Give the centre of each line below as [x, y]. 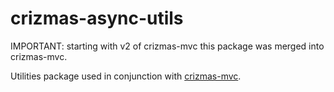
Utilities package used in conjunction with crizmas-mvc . [126, 76]
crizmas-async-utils [97, 18]
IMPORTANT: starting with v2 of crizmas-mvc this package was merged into [167, 46]
